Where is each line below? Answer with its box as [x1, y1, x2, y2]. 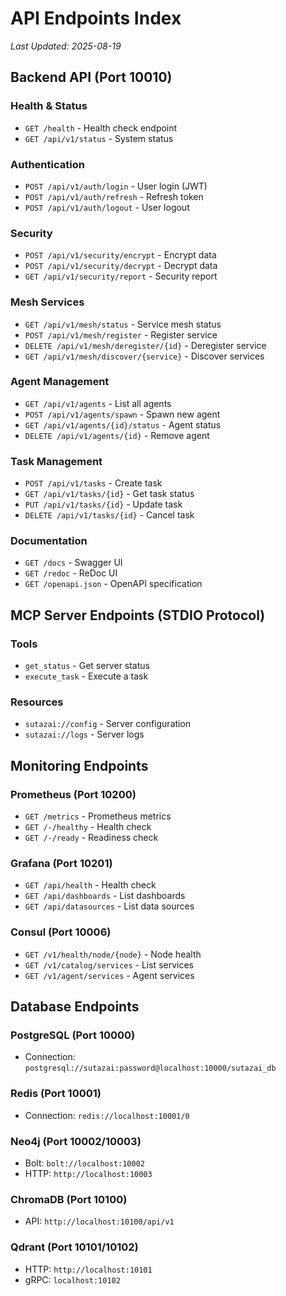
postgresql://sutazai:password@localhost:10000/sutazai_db [24, 1063, 277, 1074]
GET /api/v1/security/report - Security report [24, 270, 218, 282]
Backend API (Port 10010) [10, 69, 173, 86]
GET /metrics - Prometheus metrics [24, 810, 172, 822]
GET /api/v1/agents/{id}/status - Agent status [24, 418, 222, 431]
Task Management [10, 454, 103, 468]
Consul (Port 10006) [10, 925, 112, 939]
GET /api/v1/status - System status [24, 132, 174, 144]
